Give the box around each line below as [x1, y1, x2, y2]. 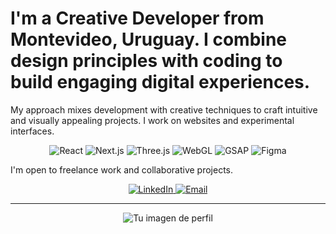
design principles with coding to [10, 50, 283, 72]
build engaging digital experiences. [10, 71, 311, 94]
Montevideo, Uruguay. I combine [10, 28, 288, 51]
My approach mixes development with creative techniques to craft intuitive [10, 103, 318, 116]
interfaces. [10, 125, 55, 137]
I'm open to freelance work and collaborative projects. [10, 163, 234, 176]
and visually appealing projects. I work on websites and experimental [10, 114, 295, 126]
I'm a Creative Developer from [10, 7, 265, 30]
